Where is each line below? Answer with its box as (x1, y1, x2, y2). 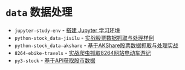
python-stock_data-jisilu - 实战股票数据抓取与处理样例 (14, 34, 154, 41)
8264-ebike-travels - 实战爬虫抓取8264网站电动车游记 (14, 49, 151, 56)
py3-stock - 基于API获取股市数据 (14, 57, 96, 64)
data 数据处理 (5, 5, 73, 19)
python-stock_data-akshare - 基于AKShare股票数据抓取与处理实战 (14, 42, 179, 49)
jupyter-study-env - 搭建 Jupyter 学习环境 (14, 27, 120, 34)
